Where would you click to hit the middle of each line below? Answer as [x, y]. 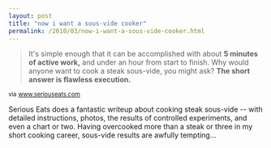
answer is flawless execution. [80, 80]
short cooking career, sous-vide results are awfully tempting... [112, 135]
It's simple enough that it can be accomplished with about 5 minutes [143, 54]
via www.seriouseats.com [45, 95]
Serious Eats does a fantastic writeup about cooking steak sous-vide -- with [136, 109]
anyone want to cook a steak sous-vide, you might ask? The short [139, 71]
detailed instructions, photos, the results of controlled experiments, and [128, 118]
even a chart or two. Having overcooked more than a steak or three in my [131, 127]
